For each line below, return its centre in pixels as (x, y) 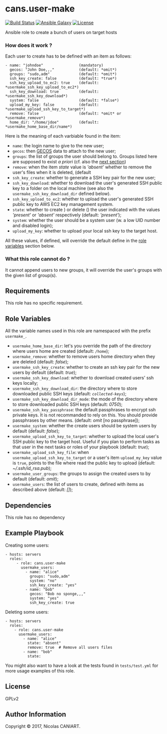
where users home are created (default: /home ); (61, 351)
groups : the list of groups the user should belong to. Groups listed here (85, 156)
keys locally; (25, 383)
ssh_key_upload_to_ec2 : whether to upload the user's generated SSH (83, 199)
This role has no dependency (35, 517)
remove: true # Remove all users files (70, 647)
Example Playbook (34, 533)
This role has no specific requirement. (44, 303)
